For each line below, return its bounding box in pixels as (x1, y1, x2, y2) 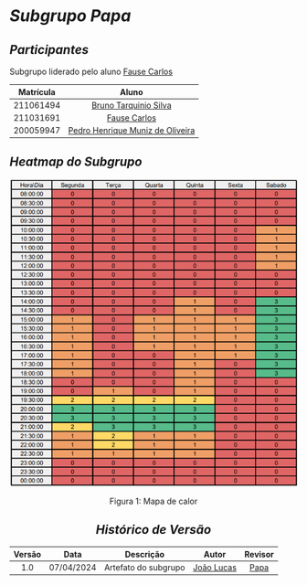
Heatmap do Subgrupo (9, 154, 143, 170)
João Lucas (193, 562, 238, 573)
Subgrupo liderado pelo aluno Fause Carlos (9, 66, 174, 77)
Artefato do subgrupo (103, 562, 185, 573)
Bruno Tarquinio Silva (90, 100, 172, 111)
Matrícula (17, 86, 57, 97)
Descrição (124, 548, 165, 559)
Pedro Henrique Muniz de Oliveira (68, 125, 196, 136)
